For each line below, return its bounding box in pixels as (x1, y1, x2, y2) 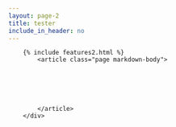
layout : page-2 (8, 11, 60, 20)
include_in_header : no (8, 27, 85, 35)
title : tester (8, 19, 57, 27)
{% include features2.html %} (23, 49, 125, 57)
